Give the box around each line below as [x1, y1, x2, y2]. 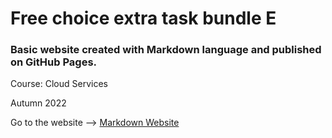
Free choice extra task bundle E [10, 7, 277, 30]
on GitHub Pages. [10, 55, 98, 69]
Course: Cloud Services [10, 78, 108, 90]
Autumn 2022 [10, 97, 67, 109]
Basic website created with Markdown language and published [10, 43, 322, 57]
